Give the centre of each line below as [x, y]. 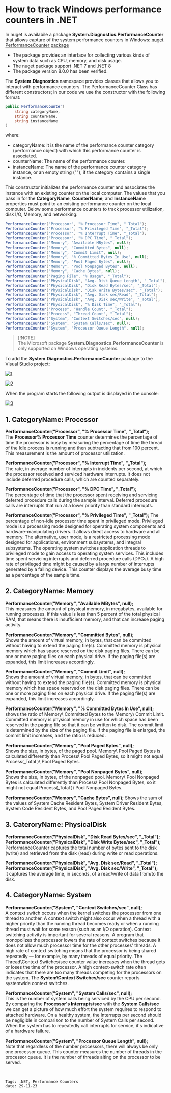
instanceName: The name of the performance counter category [79, 167]
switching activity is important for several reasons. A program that [75, 934]
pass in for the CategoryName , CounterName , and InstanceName [76, 198]
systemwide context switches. [37, 983]
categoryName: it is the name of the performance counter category [83, 145]
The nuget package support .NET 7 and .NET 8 [62, 66]
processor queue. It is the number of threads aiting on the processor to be [83, 1057]
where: [13, 135]
